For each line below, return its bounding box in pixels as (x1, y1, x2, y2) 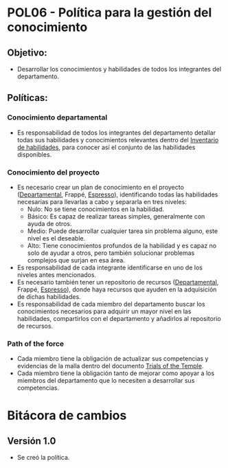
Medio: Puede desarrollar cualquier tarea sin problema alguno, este (27, 227, 218, 235)
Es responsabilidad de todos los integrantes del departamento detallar (16, 129, 216, 137)
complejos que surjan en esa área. (27, 256, 125, 264)
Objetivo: (7, 47, 48, 58)
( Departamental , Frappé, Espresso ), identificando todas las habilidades (16, 190, 218, 199)
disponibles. (16, 150, 52, 159)
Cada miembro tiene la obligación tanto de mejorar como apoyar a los (16, 369, 215, 377)
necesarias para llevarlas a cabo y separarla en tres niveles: (16, 197, 187, 205)
